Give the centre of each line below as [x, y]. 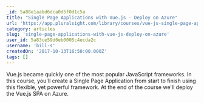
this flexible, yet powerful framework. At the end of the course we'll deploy [100, 87]
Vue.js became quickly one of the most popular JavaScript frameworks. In [99, 74]
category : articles [31, 29]
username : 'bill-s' [31, 46]
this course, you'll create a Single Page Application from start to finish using [101, 81]
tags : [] [17, 57]
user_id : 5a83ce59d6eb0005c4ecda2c [51, 40]
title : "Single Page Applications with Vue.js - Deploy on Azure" [92, 18]
